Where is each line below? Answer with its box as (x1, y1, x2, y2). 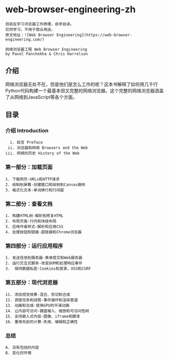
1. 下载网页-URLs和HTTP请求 (5, 176, 60, 182)
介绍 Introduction (5, 127, 49, 134)
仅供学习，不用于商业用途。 (5, 27, 55, 32)
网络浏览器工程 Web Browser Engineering (5, 47, 88, 52)
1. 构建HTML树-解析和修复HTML (5, 213, 64, 218)
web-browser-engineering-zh (5, 4, 136, 15)
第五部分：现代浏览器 (5, 279, 58, 286)
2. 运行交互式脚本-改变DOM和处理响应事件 (5, 261, 83, 266)
